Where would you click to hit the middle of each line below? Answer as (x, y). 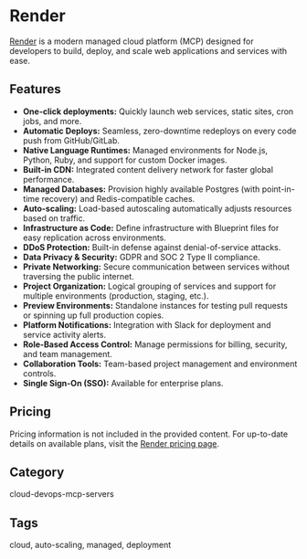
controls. (39, 373)
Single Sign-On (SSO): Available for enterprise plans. (123, 383)
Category (37, 472)
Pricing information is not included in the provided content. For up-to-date (149, 434)
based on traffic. (53, 218)
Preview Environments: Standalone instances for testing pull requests (155, 305)
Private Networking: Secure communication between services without (156, 267)
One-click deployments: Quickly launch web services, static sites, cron (158, 111)
